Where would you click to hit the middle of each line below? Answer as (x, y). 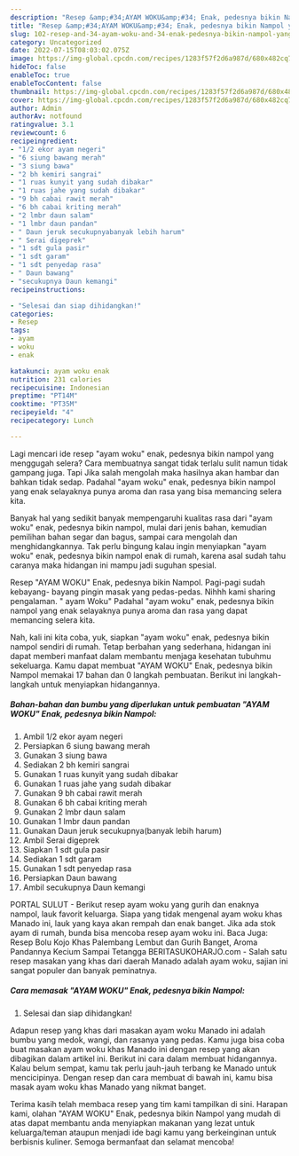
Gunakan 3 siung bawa (65, 755)
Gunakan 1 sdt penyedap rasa (77, 868)
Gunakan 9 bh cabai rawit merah (83, 793)
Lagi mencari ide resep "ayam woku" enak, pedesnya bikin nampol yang (142, 453)
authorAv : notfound (46, 116)
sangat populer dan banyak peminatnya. (84, 970)
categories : (32, 314)
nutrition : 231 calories (56, 379)
